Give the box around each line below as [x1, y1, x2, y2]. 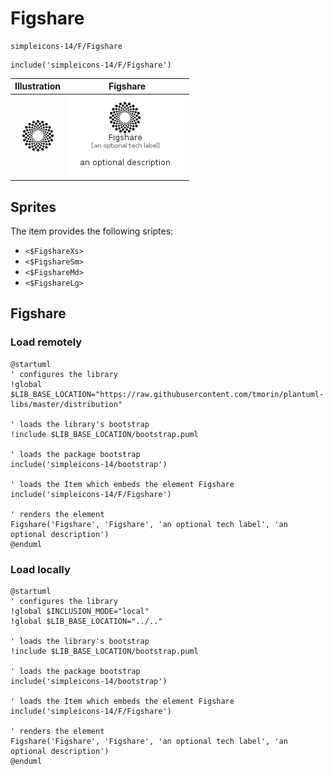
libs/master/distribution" [10, 399, 123, 409]
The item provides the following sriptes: [10, 225, 174, 237]
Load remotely [10, 335, 83, 349]
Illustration [14, 80, 62, 92]
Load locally [10, 562, 71, 576]
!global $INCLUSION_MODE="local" [10, 606, 150, 616]
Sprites [10, 198, 57, 216]
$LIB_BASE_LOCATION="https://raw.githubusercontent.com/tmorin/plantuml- [10, 389, 325, 399]
